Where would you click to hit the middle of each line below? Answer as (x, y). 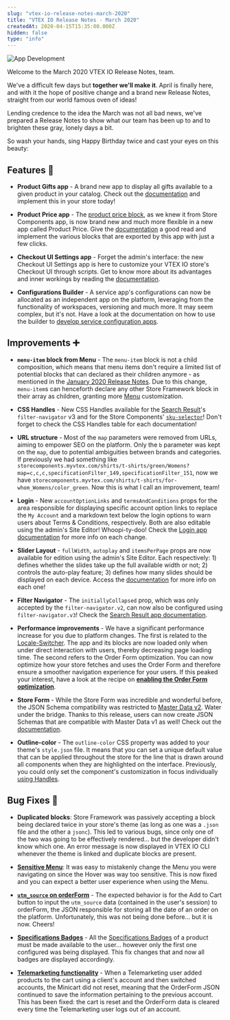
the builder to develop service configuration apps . (88, 321)
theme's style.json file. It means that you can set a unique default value (119, 749)
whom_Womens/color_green (53, 488)
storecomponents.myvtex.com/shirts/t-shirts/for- (105, 480)
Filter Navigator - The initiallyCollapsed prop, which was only (108, 600)
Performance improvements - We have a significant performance (111, 628)
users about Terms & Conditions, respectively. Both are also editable (114, 522)
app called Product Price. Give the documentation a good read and (112, 229)
